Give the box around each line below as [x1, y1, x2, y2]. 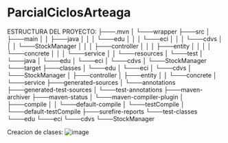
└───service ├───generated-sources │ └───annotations [7, 78, 176, 86]
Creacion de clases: [7, 128, 64, 136]
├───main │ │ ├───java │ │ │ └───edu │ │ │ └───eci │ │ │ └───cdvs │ [7, 34, 223, 42]
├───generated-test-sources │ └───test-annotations [7, 86, 163, 94]
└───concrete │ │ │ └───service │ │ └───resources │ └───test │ [7, 49, 204, 57]
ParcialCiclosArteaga [7, 5, 131, 21]
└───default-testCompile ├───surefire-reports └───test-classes [7, 107, 198, 116]
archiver [7, 92, 31, 101]
